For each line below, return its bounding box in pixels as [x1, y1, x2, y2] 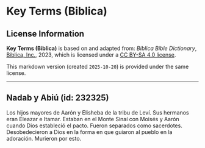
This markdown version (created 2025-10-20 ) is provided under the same [6, 63, 189, 70]
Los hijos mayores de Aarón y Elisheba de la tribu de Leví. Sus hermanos [6, 108, 189, 116]
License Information [6, 29, 84, 39]
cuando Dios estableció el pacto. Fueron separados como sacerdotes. [6, 122, 183, 129]
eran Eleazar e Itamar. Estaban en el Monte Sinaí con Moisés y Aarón [6, 115, 179, 122]
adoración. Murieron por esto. [6, 135, 82, 142]
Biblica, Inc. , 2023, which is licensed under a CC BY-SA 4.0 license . [6, 51, 176, 58]
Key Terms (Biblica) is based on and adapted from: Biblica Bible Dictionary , [6, 44, 197, 52]
